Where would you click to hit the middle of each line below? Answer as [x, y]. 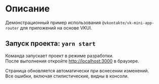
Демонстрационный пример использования [53, 22]
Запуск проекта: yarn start [50, 44]
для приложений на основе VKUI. [56, 27]
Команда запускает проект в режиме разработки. [59, 55]
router [12, 28]
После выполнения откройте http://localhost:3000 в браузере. [72, 61]
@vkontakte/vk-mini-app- [128, 23]
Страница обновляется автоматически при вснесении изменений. [77, 70]
